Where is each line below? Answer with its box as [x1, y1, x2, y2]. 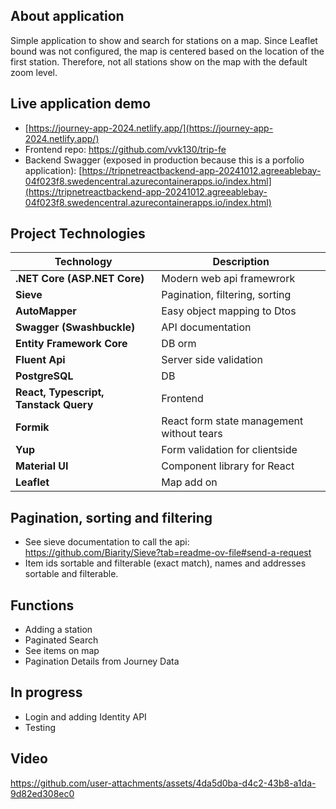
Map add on [161, 475, 218, 489]
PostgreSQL [15, 369, 74, 383]
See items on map [24, 645, 100, 657]
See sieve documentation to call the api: [24, 536, 190, 548]
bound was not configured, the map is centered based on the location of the [10, 45, 325, 57]
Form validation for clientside [161, 443, 298, 457]
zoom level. [10, 66, 58, 78]
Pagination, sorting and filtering [10, 509, 213, 526]
